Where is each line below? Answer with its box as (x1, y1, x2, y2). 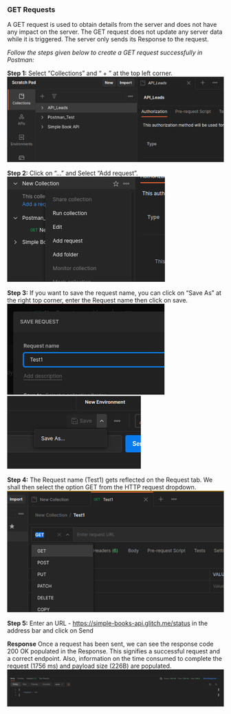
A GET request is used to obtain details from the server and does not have (7, 21, 217, 29)
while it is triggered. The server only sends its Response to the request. (7, 35, 209, 43)
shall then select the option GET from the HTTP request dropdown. (7, 483, 197, 491)
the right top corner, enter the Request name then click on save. (7, 296, 188, 305)
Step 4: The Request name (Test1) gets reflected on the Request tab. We (7, 476, 213, 484)
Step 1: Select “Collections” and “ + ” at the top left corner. (7, 69, 173, 77)
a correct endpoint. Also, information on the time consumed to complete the (7, 654, 222, 662)
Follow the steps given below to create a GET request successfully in (7, 48, 203, 57)
